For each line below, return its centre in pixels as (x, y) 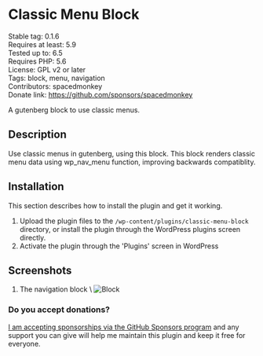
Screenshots (40, 270)
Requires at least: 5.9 (42, 44)
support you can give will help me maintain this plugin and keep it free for (127, 335)
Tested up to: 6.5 (35, 53)
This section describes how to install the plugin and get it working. (115, 205)
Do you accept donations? (59, 310)
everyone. (24, 343)
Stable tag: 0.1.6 (34, 36)
